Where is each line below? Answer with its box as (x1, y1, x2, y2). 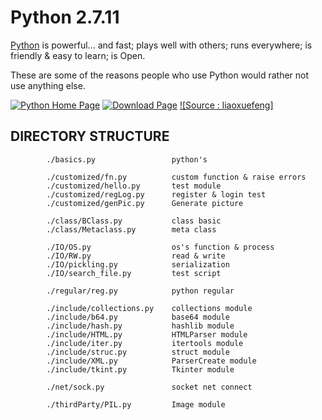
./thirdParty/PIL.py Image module (46, 399, 226, 410)
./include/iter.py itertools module (46, 338, 244, 348)
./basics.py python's (46, 154, 208, 165)
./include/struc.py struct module (46, 347, 230, 357)
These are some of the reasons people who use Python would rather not (10, 69, 310, 81)
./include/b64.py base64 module (46, 312, 230, 322)
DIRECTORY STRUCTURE (10, 128, 170, 145)
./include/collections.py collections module (46, 303, 253, 313)
